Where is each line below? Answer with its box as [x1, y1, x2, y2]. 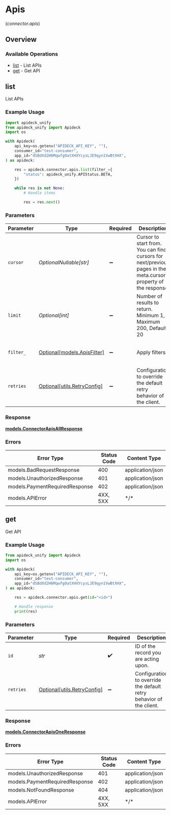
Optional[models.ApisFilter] [38, 349, 104, 356]
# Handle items [23, 190, 56, 196]
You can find [136, 246, 167, 253]
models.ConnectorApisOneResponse [5, 729, 86, 735]
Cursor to [136, 234, 159, 241]
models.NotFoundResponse [8, 786, 74, 794]
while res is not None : [14, 186, 65, 191]
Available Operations [5, 50, 59, 58]
